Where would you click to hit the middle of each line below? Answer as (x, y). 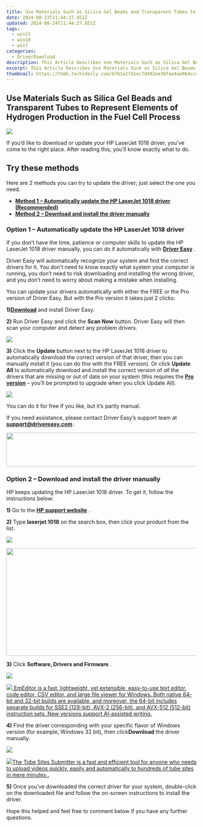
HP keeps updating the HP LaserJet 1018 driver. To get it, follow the (90, 492)
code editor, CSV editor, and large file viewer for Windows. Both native (94, 695)
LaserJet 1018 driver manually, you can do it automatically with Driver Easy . (101, 249)
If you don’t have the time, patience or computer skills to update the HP (95, 243)
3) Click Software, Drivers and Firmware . (59, 664)
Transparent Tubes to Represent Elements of (92, 107)
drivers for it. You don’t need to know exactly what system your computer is (101, 267)
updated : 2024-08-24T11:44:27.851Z (51, 23)
